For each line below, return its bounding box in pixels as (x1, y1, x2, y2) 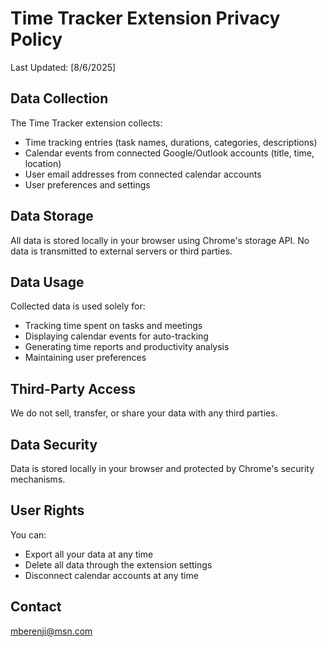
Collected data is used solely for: (10, 300, 146, 312)
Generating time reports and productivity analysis (24, 341, 230, 353)
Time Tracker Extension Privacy (10, 7, 281, 30)
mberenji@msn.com (10, 625, 93, 637)
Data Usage (10, 273, 85, 291)
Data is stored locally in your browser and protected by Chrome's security (10, 463, 315, 474)
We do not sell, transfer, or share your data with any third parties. (10, 407, 278, 419)
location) (24, 157, 62, 169)
